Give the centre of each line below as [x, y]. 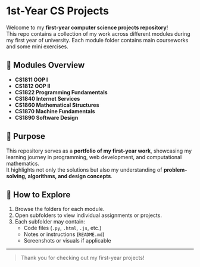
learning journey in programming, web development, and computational [94, 157]
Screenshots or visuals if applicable [67, 241]
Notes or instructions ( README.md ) [64, 234]
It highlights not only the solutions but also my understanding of [84, 170]
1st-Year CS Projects [57, 11]
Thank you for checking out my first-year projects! [82, 258]
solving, [16, 176]
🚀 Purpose [26, 136]
